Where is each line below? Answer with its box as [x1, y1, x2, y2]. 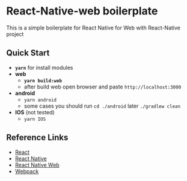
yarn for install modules [14, 64, 73, 71]
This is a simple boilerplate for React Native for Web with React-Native [6, 24, 180, 31]
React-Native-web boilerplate [6, 4, 158, 18]
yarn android [23, 97, 57, 103]
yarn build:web [23, 78, 62, 84]
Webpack [14, 167, 39, 175]
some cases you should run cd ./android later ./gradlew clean [23, 102, 181, 109]
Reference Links [6, 132, 69, 143]
